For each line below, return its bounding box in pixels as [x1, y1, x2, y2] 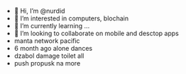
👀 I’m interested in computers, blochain [13, 14, 129, 23]
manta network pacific [13, 37, 80, 45]
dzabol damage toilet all [13, 51, 84, 60]
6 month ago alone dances [13, 44, 93, 52]
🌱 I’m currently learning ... [13, 22, 90, 30]
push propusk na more [13, 59, 81, 67]
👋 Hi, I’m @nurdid [13, 7, 65, 15]
